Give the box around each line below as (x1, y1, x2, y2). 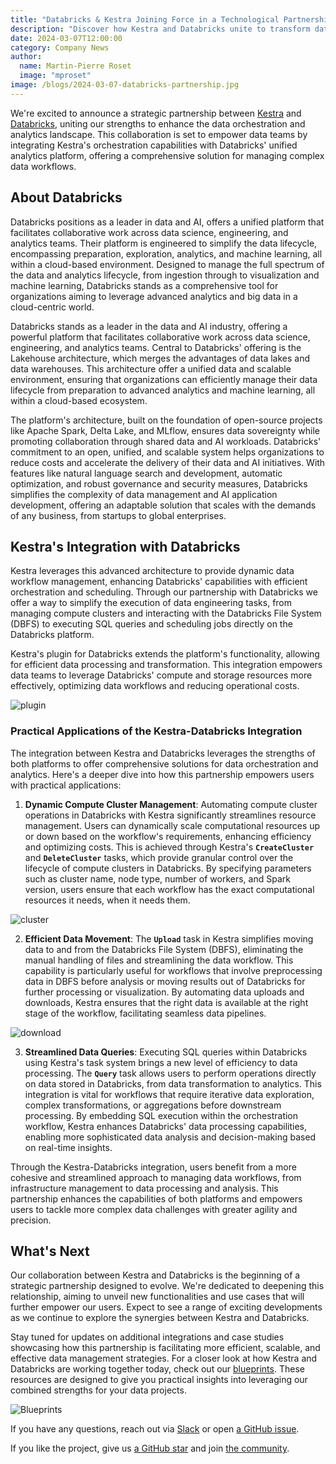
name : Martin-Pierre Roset (19, 61, 132, 71)
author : (10, 52, 43, 62)
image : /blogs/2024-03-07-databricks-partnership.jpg (10, 80, 240, 90)
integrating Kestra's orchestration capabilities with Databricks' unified (10, 139, 298, 151)
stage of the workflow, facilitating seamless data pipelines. (24, 1007, 267, 1019)
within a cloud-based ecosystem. (10, 394, 148, 406)
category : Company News (10, 42, 110, 53)
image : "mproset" (19, 71, 92, 81)
